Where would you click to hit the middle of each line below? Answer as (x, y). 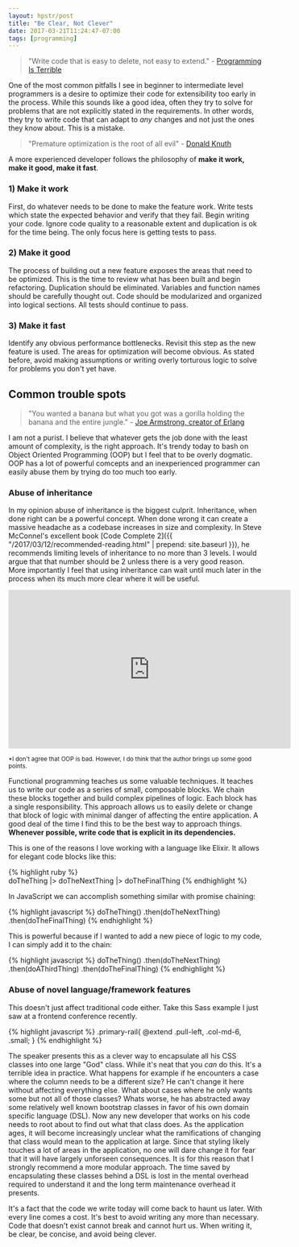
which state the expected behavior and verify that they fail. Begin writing (129, 215)
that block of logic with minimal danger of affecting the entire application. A (133, 815)
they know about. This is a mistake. (67, 128)
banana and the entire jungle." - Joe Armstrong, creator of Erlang (136, 422)
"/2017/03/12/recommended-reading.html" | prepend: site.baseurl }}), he (129, 545)
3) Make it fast (37, 325)
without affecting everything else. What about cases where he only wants (131, 1090)
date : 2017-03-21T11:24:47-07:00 (64, 31)
